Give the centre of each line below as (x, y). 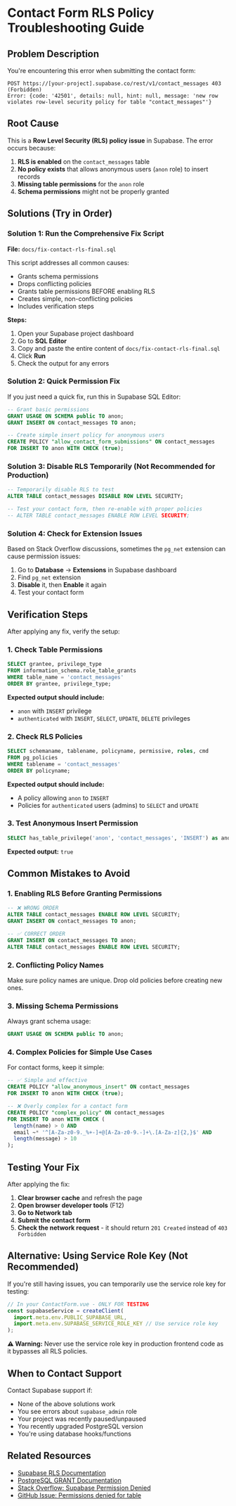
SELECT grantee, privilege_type (54, 664)
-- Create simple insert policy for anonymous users (86, 435)
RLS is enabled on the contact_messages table (83, 161)
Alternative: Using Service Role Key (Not (98, 1256)
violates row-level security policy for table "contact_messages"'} (110, 102)
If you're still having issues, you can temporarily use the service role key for (117, 1284)
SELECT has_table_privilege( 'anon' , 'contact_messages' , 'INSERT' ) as (113, 838)
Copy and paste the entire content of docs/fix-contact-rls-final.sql (119, 348)
